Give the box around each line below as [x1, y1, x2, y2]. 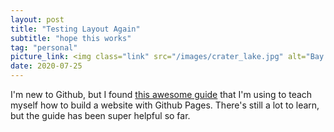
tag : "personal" [10, 42, 78, 53]
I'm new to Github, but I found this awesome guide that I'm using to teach [10, 89, 313, 100]
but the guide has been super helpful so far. [10, 110, 191, 121]
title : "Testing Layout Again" [10, 24, 141, 34]
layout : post [10, 14, 65, 25]
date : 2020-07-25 [10, 61, 83, 71]
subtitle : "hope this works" [10, 33, 132, 43]
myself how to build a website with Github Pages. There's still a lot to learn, [10, 99, 320, 111]
